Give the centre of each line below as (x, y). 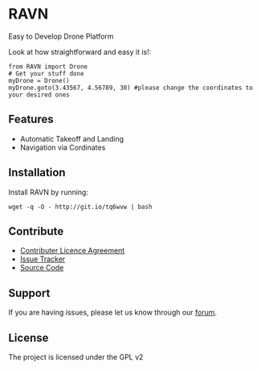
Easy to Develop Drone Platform (61, 36)
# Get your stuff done (46, 73)
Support (29, 293)
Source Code (42, 268)
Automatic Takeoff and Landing (72, 138)
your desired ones (39, 95)
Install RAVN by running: (48, 192)
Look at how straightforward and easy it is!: (80, 51)
